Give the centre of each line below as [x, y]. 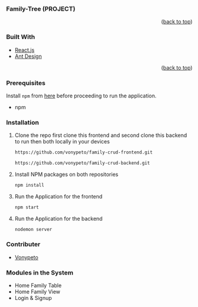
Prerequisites [26, 83]
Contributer [23, 244]
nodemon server [33, 229]
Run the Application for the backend [59, 218]
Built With [21, 37]
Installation [23, 122]
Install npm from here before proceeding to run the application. [81, 96]
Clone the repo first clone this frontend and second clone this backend [101, 135]
